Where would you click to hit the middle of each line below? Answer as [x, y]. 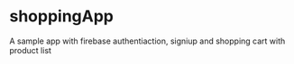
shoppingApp [62, 16]
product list [31, 50]
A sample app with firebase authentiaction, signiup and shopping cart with [147, 41]
